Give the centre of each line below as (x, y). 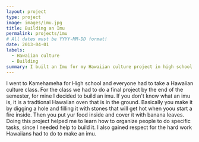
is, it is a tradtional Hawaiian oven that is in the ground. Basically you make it (99, 102)
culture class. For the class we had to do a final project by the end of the (95, 90)
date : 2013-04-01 (28, 45)
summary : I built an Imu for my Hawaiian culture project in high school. (101, 67)
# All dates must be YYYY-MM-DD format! (57, 39)
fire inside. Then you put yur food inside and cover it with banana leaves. (95, 115)
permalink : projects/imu (37, 34)
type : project (24, 17)
